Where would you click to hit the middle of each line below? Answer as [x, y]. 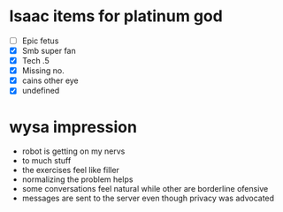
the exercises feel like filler [70, 170]
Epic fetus [40, 41]
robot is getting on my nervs [73, 151]
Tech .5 [36, 61]
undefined [41, 91]
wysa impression [73, 127]
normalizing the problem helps [77, 179]
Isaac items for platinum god [116, 16]
